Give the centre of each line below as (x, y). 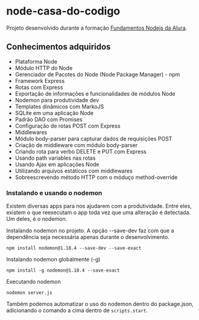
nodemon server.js (29, 293)
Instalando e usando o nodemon (54, 193)
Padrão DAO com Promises (49, 119)
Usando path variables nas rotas (55, 158)
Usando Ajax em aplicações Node (57, 164)
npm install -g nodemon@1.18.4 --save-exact (63, 270)
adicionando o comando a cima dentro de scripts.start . (77, 310)
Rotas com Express (39, 87)
